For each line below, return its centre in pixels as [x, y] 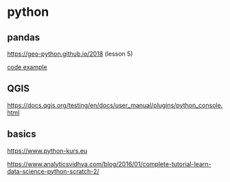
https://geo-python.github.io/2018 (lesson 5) [70, 54]
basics [22, 134]
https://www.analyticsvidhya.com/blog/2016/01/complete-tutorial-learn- [109, 164]
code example [27, 67]
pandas [23, 37]
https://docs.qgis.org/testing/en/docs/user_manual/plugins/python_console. [115, 105]
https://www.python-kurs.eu [47, 150]
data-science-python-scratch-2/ [53, 171]
